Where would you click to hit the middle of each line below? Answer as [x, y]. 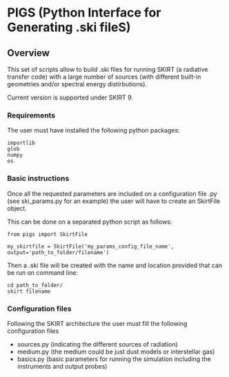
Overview [29, 53]
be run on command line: [42, 272]
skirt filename [29, 291]
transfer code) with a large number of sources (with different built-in [104, 77]
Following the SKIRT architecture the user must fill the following [97, 323]
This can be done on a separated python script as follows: [90, 222]
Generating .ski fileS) [69, 27]
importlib [21, 143]
